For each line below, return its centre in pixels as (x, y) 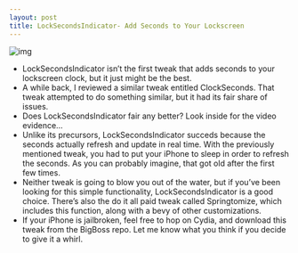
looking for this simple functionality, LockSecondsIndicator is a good (148, 192)
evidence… (43, 125)
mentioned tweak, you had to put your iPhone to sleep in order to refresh (155, 153)
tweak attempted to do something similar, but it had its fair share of (145, 97)
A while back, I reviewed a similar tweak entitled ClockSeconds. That (148, 87)
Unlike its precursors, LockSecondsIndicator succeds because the (144, 135)
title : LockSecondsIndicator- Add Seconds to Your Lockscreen (127, 26)
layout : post (33, 17)
